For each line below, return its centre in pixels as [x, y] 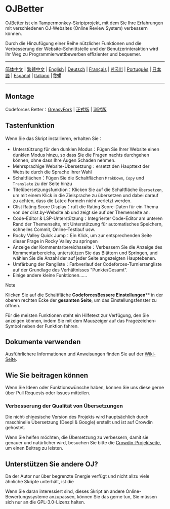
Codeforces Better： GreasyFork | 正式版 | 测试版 [56, 109]
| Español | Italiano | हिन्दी [36, 75]
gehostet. [15, 428]
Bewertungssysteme [27, 497]
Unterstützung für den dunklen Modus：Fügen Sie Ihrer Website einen [86, 149]
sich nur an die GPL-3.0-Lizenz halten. [45, 502]
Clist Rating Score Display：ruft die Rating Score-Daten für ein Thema [85, 206]
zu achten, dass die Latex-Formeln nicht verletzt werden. [72, 201]
